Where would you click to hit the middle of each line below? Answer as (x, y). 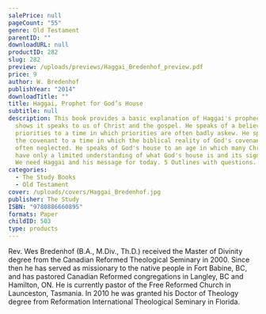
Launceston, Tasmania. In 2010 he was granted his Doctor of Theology (123, 293)
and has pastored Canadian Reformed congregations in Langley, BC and (126, 276)
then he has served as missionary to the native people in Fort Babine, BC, (128, 268)
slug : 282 (25, 60)
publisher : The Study (44, 199)
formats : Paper (33, 214)
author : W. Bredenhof (44, 81)
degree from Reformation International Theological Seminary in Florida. (124, 302)
